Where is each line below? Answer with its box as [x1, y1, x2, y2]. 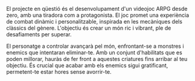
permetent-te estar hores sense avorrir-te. [6, 68, 112, 75]
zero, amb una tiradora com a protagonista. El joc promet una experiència [6, 11, 190, 19]
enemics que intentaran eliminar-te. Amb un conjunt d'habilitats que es [6, 49, 182, 56]
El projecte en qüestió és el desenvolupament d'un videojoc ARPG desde [6, 5, 188, 12]
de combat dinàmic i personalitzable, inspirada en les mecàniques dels [6, 18, 183, 25]
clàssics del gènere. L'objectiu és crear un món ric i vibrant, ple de [6, 24, 171, 31]
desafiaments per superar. [6, 31, 72, 38]
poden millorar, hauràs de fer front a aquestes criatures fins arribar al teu [6, 56, 188, 62]
